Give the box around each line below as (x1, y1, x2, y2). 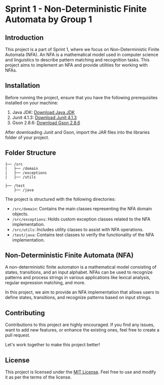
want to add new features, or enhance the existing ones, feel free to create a (5, 327, 160, 333)
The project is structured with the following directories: (5, 196, 116, 202)
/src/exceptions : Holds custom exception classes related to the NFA (12, 216, 151, 222)
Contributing (5, 308, 45, 317)
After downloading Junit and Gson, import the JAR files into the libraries (5, 129, 150, 135)
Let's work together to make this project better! (5, 342, 100, 348)
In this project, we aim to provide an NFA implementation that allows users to (5, 289, 160, 295)
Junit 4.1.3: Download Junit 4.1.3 (12, 114, 77, 120)
